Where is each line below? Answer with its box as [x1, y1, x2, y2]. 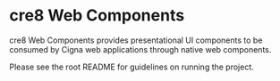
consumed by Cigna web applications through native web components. [9, 44, 272, 54]
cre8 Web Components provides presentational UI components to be [9, 35, 263, 45]
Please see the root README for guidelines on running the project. [9, 61, 255, 72]
